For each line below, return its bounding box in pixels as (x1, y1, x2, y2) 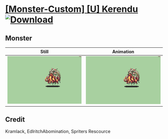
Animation (112, 48, 134, 54)
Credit (5, 115, 25, 124)
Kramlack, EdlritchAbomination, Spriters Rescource (5, 129, 111, 135)
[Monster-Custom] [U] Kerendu (5, 3, 138, 15)
